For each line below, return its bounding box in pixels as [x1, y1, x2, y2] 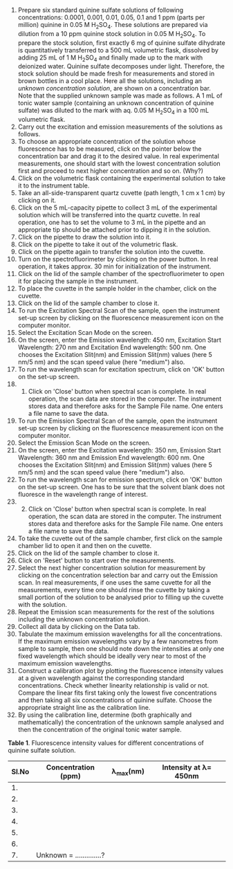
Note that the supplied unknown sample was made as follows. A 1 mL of [17, 91, 223, 100]
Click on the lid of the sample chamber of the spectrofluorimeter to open [17, 270, 225, 278]
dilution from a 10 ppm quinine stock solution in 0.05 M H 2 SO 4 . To [17, 29, 206, 39]
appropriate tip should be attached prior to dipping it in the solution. [17, 226, 211, 234]
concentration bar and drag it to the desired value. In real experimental [17, 152, 220, 161]
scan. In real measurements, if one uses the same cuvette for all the [17, 578, 212, 587]
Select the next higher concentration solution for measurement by [17, 564, 206, 572]
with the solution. [17, 601, 68, 609]
